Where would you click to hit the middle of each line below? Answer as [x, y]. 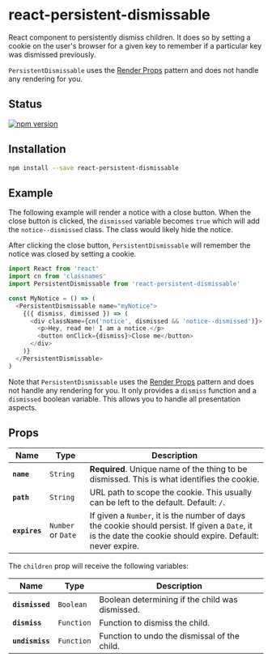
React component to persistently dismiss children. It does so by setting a [130, 37]
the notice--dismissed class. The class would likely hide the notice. [121, 230]
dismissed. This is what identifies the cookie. [174, 479]
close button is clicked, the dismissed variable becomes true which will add [134, 221]
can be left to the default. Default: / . [157, 503]
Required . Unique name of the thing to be [168, 469]
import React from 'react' [54, 269]
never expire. [115, 546]
